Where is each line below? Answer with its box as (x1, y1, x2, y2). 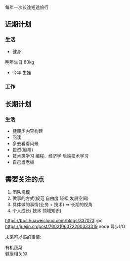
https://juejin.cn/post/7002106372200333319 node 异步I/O (5, 223, 125, 229)
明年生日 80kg (5, 59, 35, 65)
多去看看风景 (12, 141, 39, 147)
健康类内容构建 (12, 128, 43, 134)
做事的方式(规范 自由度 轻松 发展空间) (12, 195, 89, 202)
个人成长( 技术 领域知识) (12, 208, 62, 214)
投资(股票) (12, 147, 34, 153)
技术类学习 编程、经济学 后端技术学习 (12, 153, 89, 159)
